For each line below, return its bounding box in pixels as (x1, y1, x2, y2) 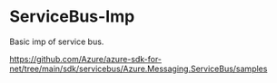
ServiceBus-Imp (9, 6, 135, 27)
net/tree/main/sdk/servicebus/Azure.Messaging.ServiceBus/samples (9, 63, 268, 74)
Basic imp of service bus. (9, 36, 104, 47)
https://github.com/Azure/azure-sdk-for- (9, 53, 162, 64)
